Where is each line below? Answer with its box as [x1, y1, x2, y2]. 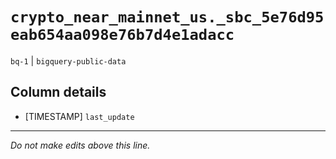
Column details [10, 84, 107, 101]
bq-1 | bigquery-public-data [10, 54, 127, 67]
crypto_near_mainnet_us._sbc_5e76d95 [10, 8, 325, 27]
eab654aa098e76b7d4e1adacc [10, 26, 235, 45]
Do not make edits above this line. [10, 139, 151, 151]
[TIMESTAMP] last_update [24, 110, 135, 122]
